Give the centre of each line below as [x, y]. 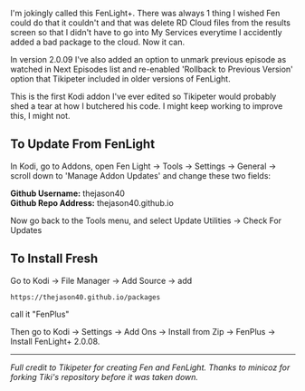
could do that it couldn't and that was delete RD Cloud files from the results [150, 23]
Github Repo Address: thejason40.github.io [92, 202]
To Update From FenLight [83, 144]
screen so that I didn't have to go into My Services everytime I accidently [147, 32]
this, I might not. [40, 116]
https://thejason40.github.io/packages [86, 297]
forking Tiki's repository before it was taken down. [104, 376]
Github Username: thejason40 [68, 193]
